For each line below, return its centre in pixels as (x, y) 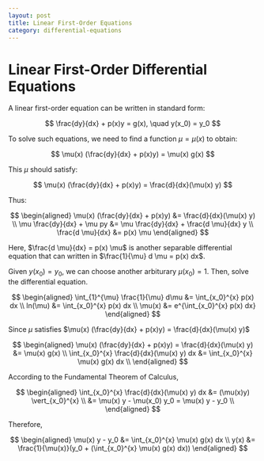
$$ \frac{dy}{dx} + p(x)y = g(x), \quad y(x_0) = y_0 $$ (133, 124)
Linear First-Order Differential (108, 69)
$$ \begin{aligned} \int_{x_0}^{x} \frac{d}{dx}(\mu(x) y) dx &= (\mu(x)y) (133, 392)
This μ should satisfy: (43, 170)
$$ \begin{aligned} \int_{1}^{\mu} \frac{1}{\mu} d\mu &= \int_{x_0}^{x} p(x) (133, 297)
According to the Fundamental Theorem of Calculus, (94, 377)
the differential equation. (48, 282)
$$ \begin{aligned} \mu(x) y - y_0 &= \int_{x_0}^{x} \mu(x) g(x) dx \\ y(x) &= (133, 440)
